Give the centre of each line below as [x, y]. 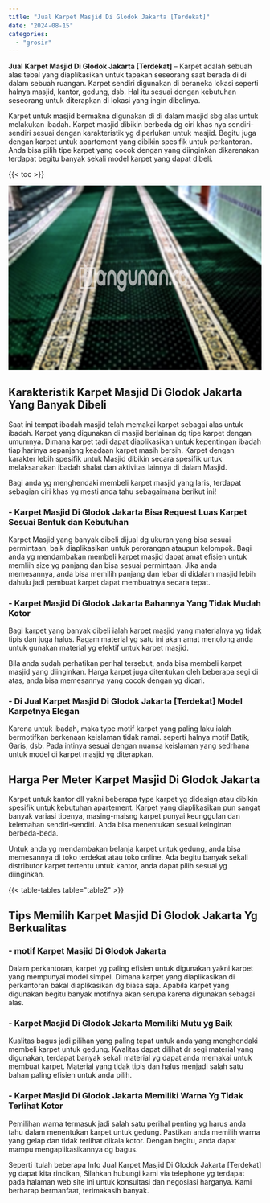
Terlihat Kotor [36, 1106]
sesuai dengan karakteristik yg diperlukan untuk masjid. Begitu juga [145, 133]
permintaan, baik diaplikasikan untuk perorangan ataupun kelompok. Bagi [130, 548]
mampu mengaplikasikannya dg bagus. [73, 1149]
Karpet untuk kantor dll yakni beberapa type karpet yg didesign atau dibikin [133, 799]
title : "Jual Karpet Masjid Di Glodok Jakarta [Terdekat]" [109, 17]
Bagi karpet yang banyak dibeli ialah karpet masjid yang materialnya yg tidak [135, 630]
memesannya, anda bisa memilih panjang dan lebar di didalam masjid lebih [132, 573]
